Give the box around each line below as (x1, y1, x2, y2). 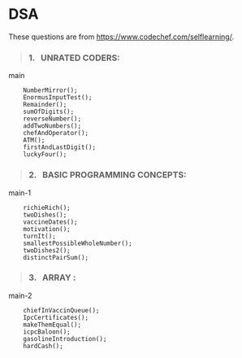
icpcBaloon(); (23, 327, 71, 336)
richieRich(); (23, 203, 71, 212)
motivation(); (23, 225, 71, 233)
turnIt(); (23, 232, 57, 240)
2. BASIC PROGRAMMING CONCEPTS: (28, 169, 187, 181)
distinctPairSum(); (23, 253, 89, 261)
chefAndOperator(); (23, 129, 89, 138)
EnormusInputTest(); (23, 94, 93, 102)
